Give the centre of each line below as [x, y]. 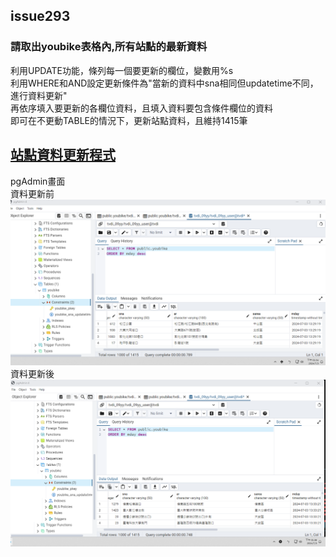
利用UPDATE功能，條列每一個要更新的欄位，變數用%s [122, 70]
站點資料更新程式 [63, 155]
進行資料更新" [39, 95]
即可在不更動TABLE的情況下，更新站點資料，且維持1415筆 [129, 120]
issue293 [40, 16]
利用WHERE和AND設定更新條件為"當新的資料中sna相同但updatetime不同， [164, 83]
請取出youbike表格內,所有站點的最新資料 [109, 47]
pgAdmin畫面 [38, 181]
